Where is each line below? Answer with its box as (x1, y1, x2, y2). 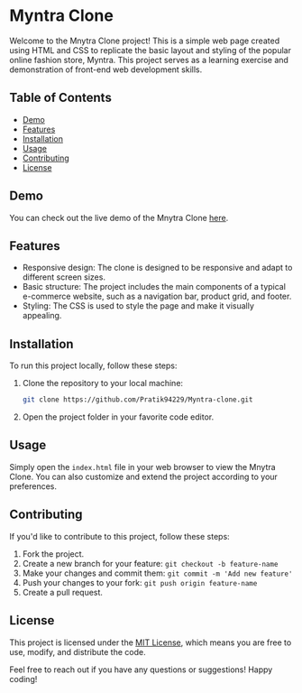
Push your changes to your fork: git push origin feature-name (22, 577, 258, 587)
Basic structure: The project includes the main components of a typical (22, 282, 287, 292)
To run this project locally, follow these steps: (9, 360, 178, 371)
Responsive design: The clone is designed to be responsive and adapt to (22, 263, 293, 273)
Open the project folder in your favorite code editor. (22, 411, 215, 422)
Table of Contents (9, 90, 113, 106)
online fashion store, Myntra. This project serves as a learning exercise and (9, 54, 288, 65)
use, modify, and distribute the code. (9, 646, 146, 657)
